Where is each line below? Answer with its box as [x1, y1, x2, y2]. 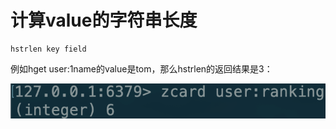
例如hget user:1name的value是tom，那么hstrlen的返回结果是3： [10, 62, 273, 75]
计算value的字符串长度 [10, 9, 198, 32]
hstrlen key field [10, 44, 87, 54]
